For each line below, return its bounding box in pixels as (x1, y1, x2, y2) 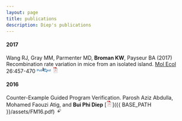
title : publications (6, 15, 58, 22)
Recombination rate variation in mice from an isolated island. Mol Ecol (6, 60, 177, 67)
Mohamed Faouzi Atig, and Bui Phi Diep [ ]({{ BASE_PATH (6, 101, 152, 108)
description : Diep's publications (6, 22, 92, 28)
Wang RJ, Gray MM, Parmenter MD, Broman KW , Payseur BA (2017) (6, 54, 173, 61)
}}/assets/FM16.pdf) (6, 108, 55, 115)
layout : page (6, 9, 39, 15)
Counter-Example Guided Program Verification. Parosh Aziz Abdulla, (6, 94, 173, 101)
